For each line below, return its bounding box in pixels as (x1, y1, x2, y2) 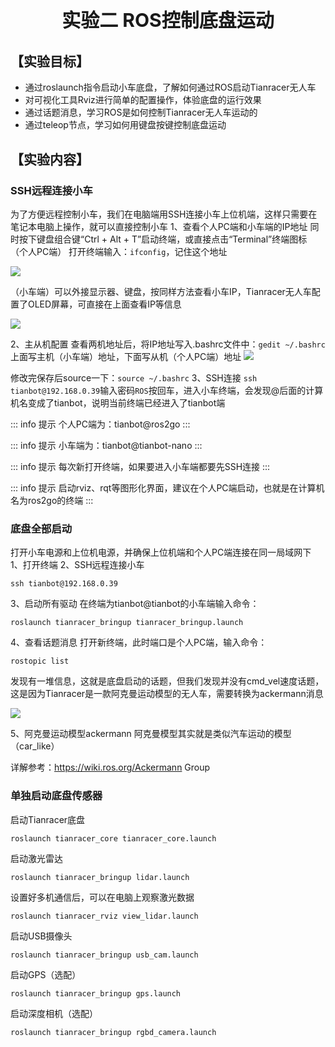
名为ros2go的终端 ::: (10, 495, 94, 507)
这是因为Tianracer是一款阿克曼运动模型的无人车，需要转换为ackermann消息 (10, 688, 324, 700)
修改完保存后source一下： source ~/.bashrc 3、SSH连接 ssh (10, 372, 258, 384)
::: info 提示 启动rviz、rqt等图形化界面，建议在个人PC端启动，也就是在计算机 (10, 482, 325, 494)
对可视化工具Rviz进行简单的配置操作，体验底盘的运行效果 (24, 94, 262, 106)
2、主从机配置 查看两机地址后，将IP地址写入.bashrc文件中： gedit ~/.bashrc (10, 338, 326, 350)
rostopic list (10, 656, 70, 667)
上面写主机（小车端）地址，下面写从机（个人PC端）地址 (10, 351, 242, 363)
